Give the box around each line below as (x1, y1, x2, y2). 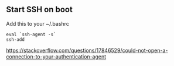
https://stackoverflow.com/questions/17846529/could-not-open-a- (6, 47, 168, 54)
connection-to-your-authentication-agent (6, 53, 107, 60)
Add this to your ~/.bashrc (6, 20, 69, 27)
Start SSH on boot (6, 5, 73, 15)
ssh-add (6, 36, 25, 43)
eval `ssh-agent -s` (6, 32, 57, 37)
